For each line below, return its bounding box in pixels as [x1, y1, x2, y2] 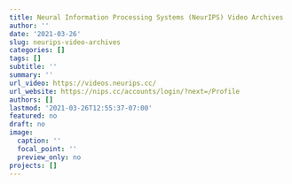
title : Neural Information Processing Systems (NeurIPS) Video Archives [9, 12, 284, 22]
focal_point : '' [17, 144, 77, 153]
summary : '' [9, 71, 53, 80]
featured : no [9, 111, 58, 120]
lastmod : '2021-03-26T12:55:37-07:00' [9, 103, 153, 112]
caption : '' [17, 136, 62, 145]
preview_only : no [17, 152, 82, 162]
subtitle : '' [9, 63, 58, 72]
